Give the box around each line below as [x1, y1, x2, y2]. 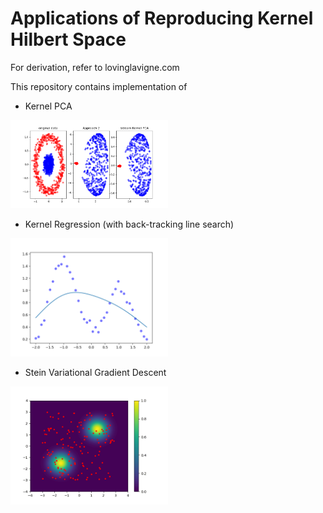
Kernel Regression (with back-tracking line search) [24, 218, 235, 230]
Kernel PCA [24, 100, 73, 112]
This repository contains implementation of [10, 80, 188, 92]
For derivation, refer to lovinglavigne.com [10, 61, 180, 73]
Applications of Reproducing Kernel [10, 7, 314, 30]
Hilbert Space [10, 28, 127, 51]
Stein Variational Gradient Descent [24, 366, 167, 378]
